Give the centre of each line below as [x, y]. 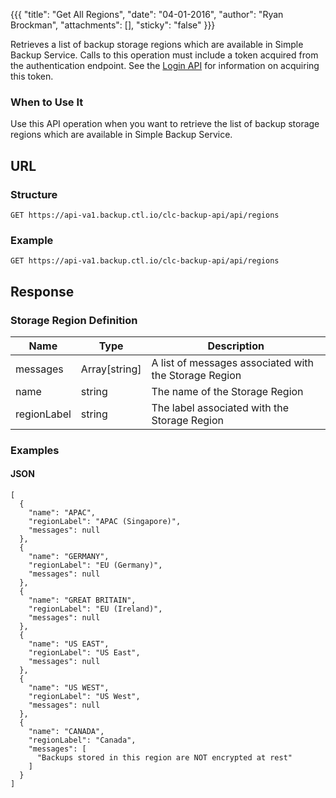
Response [42, 291]
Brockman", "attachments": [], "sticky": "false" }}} [113, 25]
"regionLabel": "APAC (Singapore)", [105, 522]
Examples [35, 450]
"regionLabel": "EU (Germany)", [95, 565]
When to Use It [47, 102]
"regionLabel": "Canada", [82, 740]
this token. [32, 76]
